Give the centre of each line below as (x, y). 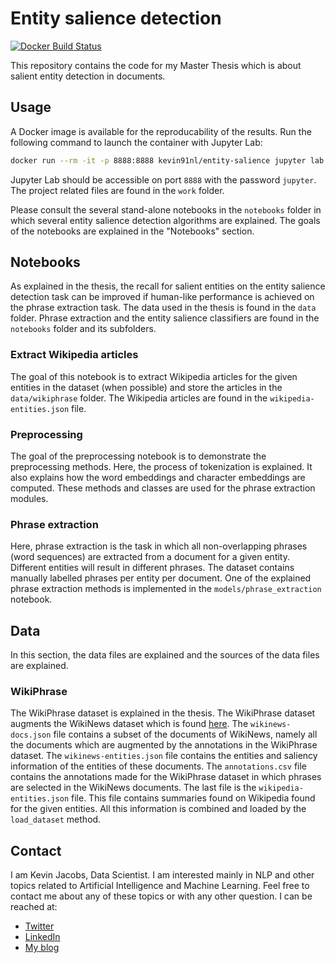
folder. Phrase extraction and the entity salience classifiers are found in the (165, 318)
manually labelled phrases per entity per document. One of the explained (161, 578)
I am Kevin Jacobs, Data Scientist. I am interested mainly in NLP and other (162, 875)
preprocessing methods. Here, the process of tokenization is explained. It (161, 467)
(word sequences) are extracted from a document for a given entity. (150, 557)
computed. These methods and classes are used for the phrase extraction (163, 488)
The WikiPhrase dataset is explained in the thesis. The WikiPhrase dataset (163, 713)
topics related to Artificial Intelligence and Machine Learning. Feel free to (160, 886)
